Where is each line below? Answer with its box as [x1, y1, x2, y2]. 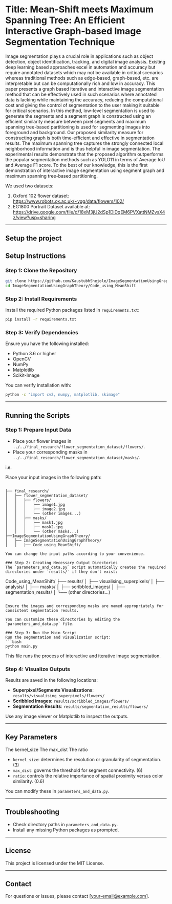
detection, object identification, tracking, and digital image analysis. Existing [5, 58, 165, 64]
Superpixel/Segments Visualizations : [12, 687, 94, 693]
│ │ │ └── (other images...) [5, 511, 81, 516]
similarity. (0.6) [12, 778, 45, 784]
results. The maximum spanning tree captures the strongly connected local [5, 140, 164, 146]
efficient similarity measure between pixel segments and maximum [5, 118, 146, 124]
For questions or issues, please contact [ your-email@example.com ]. [5, 893, 149, 899]
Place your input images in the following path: [5, 474, 102, 480]
